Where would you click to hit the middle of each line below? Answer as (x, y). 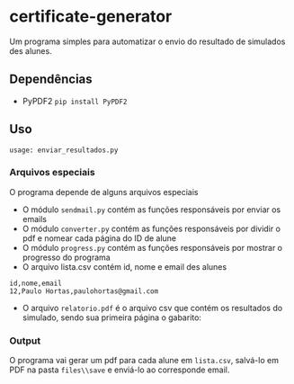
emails (35, 219)
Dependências (51, 80)
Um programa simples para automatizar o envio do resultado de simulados (147, 41)
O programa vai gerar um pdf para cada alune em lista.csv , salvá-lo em (144, 361)
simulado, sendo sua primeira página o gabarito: (112, 317)
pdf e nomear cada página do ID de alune (99, 238)
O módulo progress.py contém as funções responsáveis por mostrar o (152, 247)
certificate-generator (91, 17)
